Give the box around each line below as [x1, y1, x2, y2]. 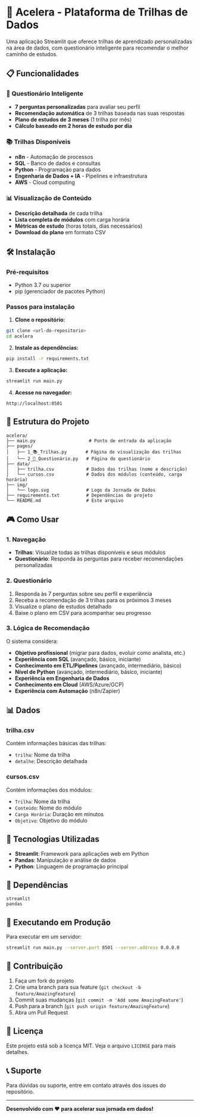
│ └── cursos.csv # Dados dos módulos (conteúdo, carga [6, 471, 183, 477]
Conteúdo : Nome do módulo [14, 804, 82, 811]
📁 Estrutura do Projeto [6, 416, 89, 427]
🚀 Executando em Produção [6, 917, 111, 927]
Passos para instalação [6, 302, 75, 311]
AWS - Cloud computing [14, 179, 76, 186]
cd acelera [6, 333, 33, 339]
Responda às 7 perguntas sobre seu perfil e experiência [14, 590, 152, 597]
